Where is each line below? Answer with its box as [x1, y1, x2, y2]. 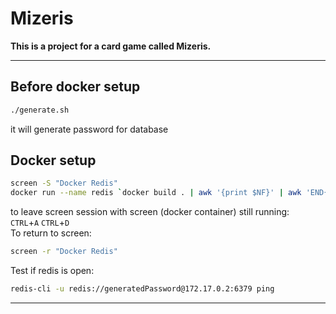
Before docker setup [10, 78, 141, 96]
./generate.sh [10, 105, 70, 115]
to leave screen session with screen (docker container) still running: [10, 206, 290, 218]
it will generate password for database [10, 123, 169, 135]
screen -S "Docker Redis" [10, 178, 118, 189]
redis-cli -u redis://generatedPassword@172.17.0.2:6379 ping [10, 284, 275, 294]
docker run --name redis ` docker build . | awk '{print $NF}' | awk [10, 188, 302, 198]
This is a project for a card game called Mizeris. [10, 40, 212, 52]
